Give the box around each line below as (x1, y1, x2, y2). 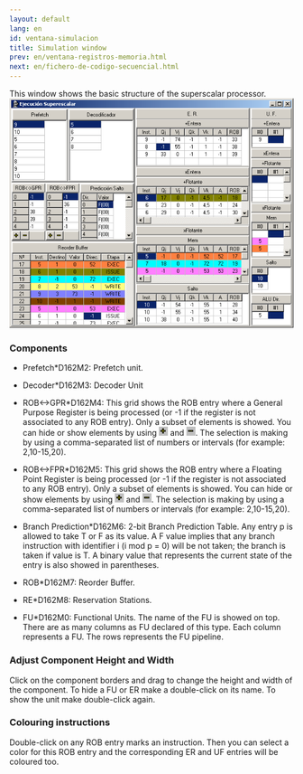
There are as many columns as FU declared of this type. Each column (22, 622, 281, 633)
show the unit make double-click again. (9, 694, 156, 704)
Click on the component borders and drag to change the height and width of (9, 675, 293, 685)
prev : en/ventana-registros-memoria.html (9, 52, 168, 62)
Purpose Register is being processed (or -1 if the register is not (22, 407, 256, 418)
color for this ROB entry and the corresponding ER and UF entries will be (9, 746, 279, 757)
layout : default (9, 14, 70, 24)
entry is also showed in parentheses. (22, 560, 160, 571)
